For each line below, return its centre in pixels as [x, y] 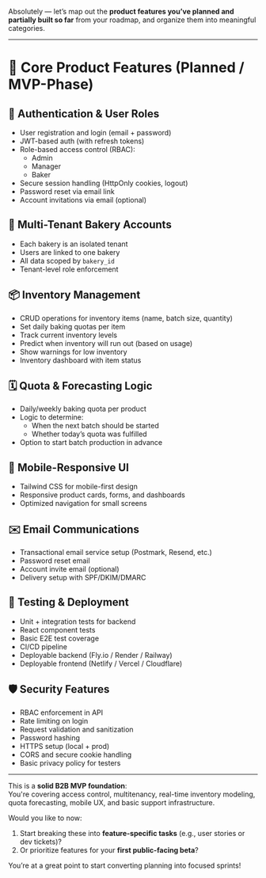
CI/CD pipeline [44, 646]
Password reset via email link [67, 192]
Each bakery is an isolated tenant [74, 244]
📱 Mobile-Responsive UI [68, 468]
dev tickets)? [40, 842]
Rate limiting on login [54, 720]
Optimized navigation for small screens [84, 504]
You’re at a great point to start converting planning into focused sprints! [125, 865]
